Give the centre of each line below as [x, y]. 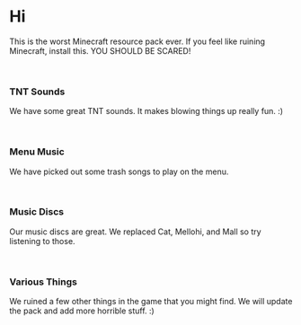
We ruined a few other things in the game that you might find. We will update [151, 302]
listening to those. [42, 241]
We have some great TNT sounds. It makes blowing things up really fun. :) [146, 111]
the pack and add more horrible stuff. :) [82, 311]
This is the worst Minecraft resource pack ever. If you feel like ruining [137, 41]
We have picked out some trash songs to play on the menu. [119, 171]
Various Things [44, 282]
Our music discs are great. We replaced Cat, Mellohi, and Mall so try [136, 232]
